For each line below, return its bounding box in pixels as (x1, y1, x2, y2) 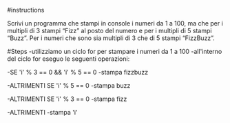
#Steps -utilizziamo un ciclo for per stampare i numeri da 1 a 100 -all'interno (7, 48, 222, 55)
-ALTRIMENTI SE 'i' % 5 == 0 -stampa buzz (7, 82, 131, 89)
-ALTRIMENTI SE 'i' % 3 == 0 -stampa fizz (7, 95, 127, 103)
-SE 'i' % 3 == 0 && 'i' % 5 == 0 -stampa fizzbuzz (7, 68, 149, 76)
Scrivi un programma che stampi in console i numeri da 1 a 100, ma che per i (7, 19, 224, 27)
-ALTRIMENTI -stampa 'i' (7, 108, 78, 116)
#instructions (7, 6, 45, 14)
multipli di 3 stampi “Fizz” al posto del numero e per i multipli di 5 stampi (7, 27, 212, 35)
